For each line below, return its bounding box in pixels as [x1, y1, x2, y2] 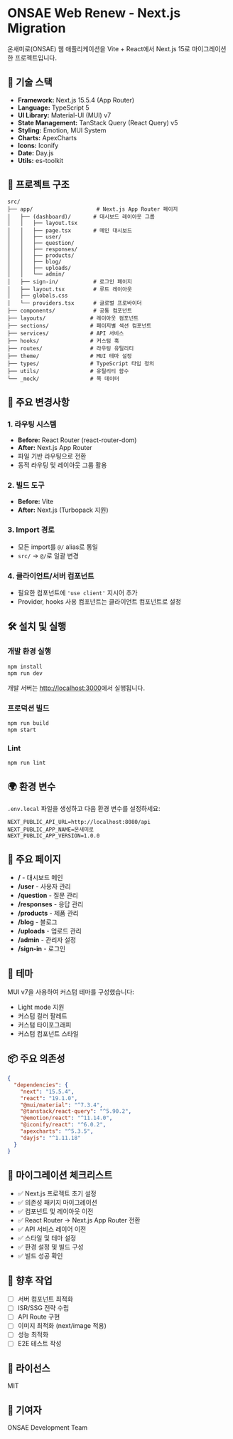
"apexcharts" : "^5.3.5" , [20, 1128, 94, 1135]
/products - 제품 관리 [17, 909, 80, 918]
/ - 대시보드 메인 [17, 874, 63, 882]
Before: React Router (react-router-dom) [17, 436, 137, 444]
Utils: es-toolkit [17, 156, 64, 164]
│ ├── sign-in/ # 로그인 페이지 [7, 278, 133, 286]
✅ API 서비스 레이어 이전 [17, 1225, 87, 1233]
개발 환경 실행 [7, 647, 52, 656]
